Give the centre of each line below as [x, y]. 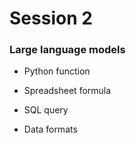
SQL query [46, 110]
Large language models [67, 50]
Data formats [50, 129]
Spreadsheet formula [67, 91]
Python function [57, 71]
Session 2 [51, 18]
